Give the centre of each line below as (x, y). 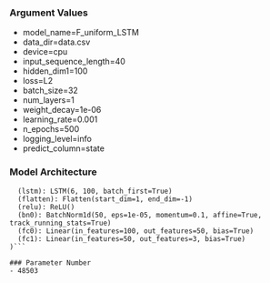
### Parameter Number (50, 263)
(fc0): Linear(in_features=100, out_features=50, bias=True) (136, 231)
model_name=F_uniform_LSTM (80, 33)
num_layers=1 (48, 100)
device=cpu (45, 52)
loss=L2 (38, 81)
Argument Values (49, 13)
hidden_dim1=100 (55, 71)
